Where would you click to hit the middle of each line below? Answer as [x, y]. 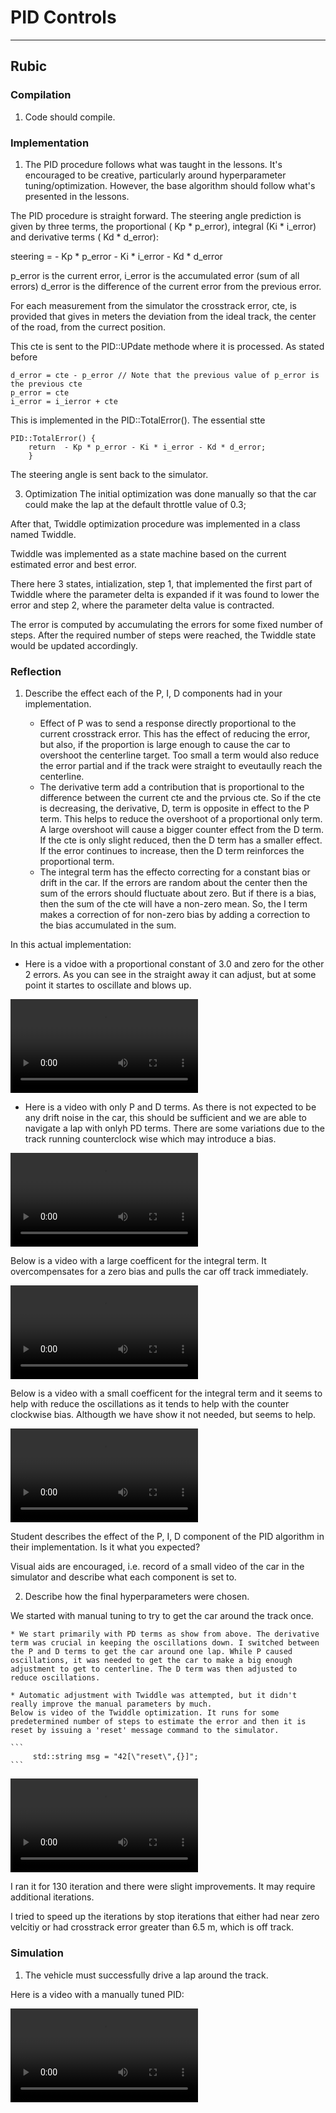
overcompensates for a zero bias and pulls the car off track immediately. [159, 1272]
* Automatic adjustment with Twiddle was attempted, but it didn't [154, 1696]
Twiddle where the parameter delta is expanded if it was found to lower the [165, 594]
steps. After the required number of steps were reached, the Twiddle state [163, 635]
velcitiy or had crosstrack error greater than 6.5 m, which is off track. [152, 1927]
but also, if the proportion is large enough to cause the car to [165, 745]
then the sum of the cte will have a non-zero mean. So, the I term [173, 904]
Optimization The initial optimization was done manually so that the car [170, 493]
